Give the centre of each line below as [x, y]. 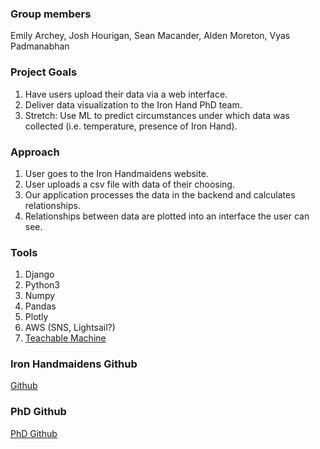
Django [39, 274]
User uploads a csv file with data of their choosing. [129, 184]
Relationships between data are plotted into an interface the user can [167, 216]
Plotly [36, 317]
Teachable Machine [65, 338]
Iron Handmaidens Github [74, 364]
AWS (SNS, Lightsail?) [70, 328]
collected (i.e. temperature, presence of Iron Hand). [131, 126]
